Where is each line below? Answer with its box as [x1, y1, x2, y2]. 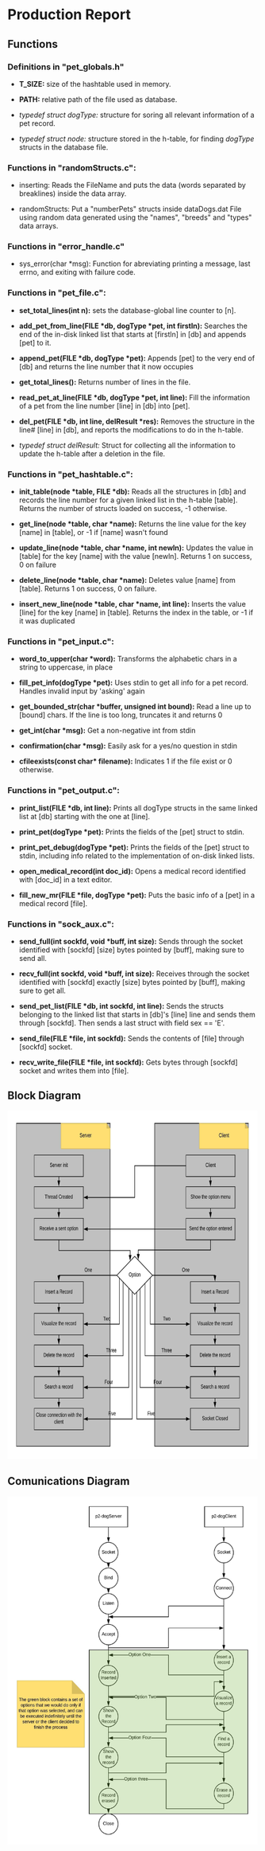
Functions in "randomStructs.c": [7, 162, 136, 173]
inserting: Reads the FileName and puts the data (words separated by [18, 181, 247, 190]
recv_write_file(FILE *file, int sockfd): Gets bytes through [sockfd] [18, 1057, 238, 1067]
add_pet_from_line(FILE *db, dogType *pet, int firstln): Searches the [18, 321, 248, 330]
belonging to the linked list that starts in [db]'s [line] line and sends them [18, 1009, 255, 1019]
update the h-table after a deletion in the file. [18, 448, 166, 459]
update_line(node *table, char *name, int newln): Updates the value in [18, 543, 254, 553]
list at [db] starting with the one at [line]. [18, 811, 151, 821]
